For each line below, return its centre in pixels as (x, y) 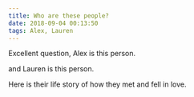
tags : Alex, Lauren (41, 30)
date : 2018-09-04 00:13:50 (53, 23)
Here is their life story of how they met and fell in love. (97, 84)
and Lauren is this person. (51, 69)
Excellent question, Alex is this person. (72, 54)
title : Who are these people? (59, 16)
